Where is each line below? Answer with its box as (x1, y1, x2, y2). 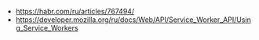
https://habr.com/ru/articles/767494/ (15, 7, 135, 16)
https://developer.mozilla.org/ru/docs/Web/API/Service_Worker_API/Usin (15, 15, 251, 24)
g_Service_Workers (15, 24, 78, 32)
